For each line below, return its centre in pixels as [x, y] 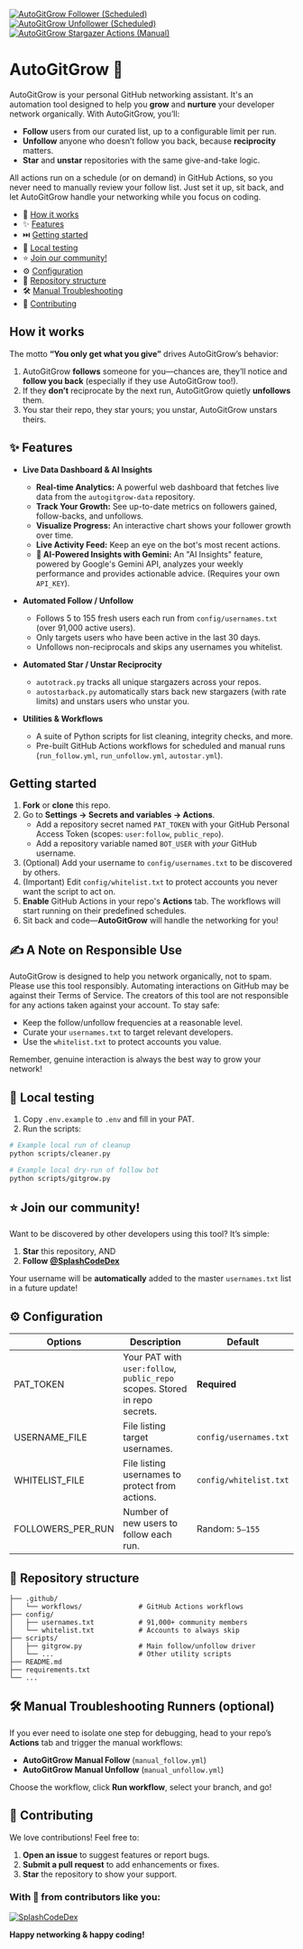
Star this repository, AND [69, 1251]
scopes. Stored [155, 1389]
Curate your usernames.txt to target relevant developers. [128, 1032]
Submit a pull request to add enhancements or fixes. [121, 1864]
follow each [148, 1534]
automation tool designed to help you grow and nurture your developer [142, 104]
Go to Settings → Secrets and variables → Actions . [119, 815]
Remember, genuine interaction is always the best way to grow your [135, 1059]
